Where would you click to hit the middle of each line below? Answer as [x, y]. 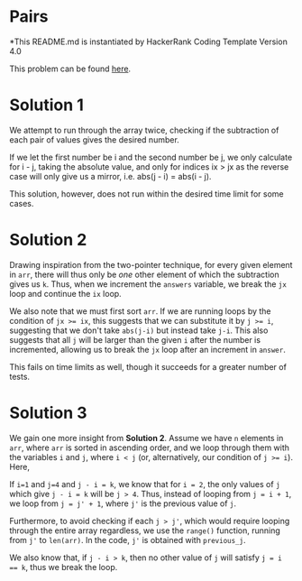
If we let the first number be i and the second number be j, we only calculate [151, 157]
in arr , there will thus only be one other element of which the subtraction [144, 274]
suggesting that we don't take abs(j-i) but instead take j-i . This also [139, 330]
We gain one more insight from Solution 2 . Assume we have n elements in [146, 438]
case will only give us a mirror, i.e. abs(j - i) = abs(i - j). [110, 176]
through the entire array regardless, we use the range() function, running [145, 530]
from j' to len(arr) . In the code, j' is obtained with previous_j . [128, 539]
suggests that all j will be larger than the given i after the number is [135, 339]
